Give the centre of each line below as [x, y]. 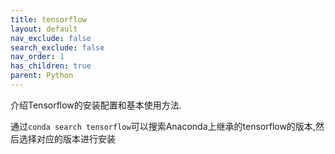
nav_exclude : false [51, 38]
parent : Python [42, 76]
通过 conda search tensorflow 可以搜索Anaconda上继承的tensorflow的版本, [163, 126]
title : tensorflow [48, 19]
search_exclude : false [57, 47]
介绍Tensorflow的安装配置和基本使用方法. [96, 105]
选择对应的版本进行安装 [67, 138]
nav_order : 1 [37, 57]
